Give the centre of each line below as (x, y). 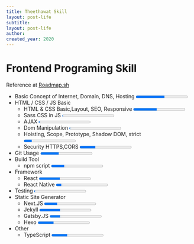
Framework (28, 172)
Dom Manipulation (46, 127)
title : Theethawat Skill (37, 12)
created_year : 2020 (30, 39)
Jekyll (31, 209)
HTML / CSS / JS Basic (43, 102)
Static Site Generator (40, 197)
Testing (24, 191)
